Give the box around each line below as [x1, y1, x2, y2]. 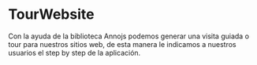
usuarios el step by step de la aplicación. [8, 48, 141, 57]
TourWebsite [8, 5, 95, 23]
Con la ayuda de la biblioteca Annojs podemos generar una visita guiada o [8, 31, 250, 41]
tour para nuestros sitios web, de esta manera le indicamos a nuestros [8, 39, 237, 49]
